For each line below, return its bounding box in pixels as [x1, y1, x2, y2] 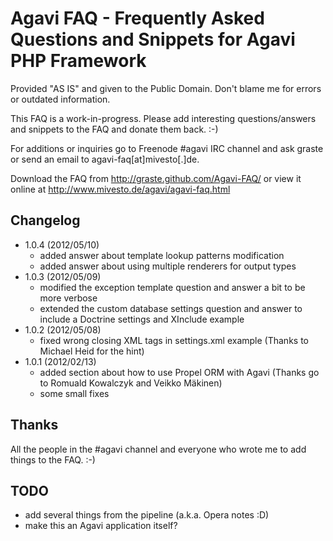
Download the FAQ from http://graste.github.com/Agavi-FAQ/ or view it [10, 172, 302, 184]
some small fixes [39, 387, 110, 399]
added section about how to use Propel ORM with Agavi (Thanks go [39, 366, 320, 378]
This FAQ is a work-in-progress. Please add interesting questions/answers [10, 112, 317, 124]
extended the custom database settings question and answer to [39, 302, 303, 314]
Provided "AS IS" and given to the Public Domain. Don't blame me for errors [10, 82, 322, 94]
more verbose [39, 292, 98, 304]
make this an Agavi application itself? [24, 520, 178, 532]
